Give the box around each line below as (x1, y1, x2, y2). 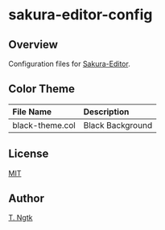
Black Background (83, 119, 153, 130)
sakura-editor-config (8, 6, 153, 24)
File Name (12, 106, 52, 117)
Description (83, 106, 130, 117)
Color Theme (8, 82, 75, 96)
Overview (8, 38, 59, 51)
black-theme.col (12, 119, 76, 130)
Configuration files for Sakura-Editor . (8, 59, 130, 68)
